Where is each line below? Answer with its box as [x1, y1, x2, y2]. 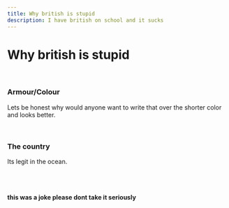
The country [7, 141, 50, 151]
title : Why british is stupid [7, 10, 96, 17]
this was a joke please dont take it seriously [7, 193, 136, 202]
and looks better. [7, 110, 56, 119]
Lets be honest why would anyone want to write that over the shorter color [7, 103, 222, 112]
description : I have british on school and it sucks [7, 17, 164, 24]
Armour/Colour [7, 87, 61, 97]
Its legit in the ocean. [7, 158, 68, 166]
